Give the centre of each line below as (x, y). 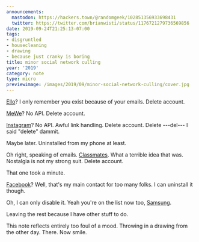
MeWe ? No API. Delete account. (46, 113)
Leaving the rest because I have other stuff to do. (67, 214)
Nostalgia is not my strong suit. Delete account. (65, 161)
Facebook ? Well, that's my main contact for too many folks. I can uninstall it (100, 185)
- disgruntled (24, 40)
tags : (13, 34)
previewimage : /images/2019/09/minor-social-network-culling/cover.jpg (98, 85)
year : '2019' (23, 68)
